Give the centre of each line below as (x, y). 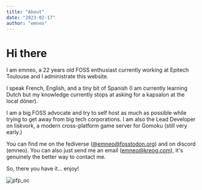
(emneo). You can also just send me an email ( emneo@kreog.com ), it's (95, 151)
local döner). (22, 101)
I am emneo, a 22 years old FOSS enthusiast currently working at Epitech (98, 70)
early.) (14, 132)
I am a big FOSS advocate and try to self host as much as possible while (96, 113)
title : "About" (25, 12)
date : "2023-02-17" (31, 18)
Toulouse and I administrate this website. (57, 76)
